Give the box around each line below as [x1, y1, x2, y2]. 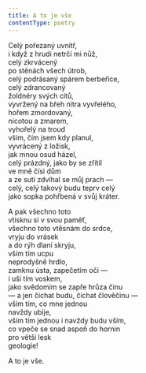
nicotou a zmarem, [8, 116, 69, 125]
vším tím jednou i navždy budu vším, [8, 315, 126, 325]
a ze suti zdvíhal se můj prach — [8, 174, 114, 184]
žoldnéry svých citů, [8, 91, 74, 100]
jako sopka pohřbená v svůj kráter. [8, 191, 120, 201]
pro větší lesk [8, 332, 52, 341]
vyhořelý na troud [8, 124, 65, 134]
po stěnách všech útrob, [8, 65, 87, 75]
